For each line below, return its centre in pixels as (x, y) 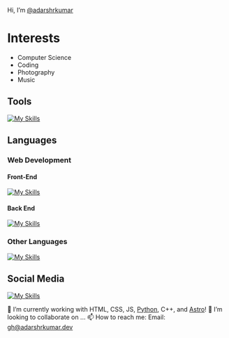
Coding (28, 65)
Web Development (39, 160)
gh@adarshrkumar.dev (40, 327)
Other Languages (37, 242)
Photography (36, 72)
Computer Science (44, 57)
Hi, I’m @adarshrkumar (40, 10)
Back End (21, 208)
